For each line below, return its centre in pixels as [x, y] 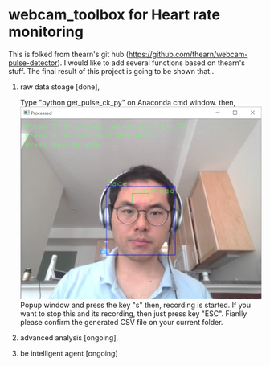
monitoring [46, 32]
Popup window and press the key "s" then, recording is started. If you [135, 305]
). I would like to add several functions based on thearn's [151, 63]
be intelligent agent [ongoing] [69, 353]
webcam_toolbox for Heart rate [115, 15]
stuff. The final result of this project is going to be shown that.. [111, 71]
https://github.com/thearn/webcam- [188, 54]
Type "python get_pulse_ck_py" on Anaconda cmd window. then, [128, 102]
